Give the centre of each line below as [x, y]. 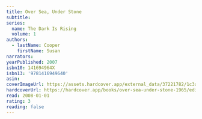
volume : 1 [24, 34]
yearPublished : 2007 [32, 62]
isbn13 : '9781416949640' [37, 73]
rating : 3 [19, 101]
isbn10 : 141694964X [31, 68]
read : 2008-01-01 [28, 96]
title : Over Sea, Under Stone [44, 12]
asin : [13, 79]
